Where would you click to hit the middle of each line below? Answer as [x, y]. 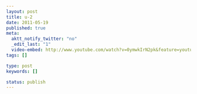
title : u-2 [19, 17]
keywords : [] [22, 71]
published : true [26, 28]
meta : [13, 33]
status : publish [26, 82]
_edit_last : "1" [31, 45]
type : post [19, 66]
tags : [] [17, 55]
